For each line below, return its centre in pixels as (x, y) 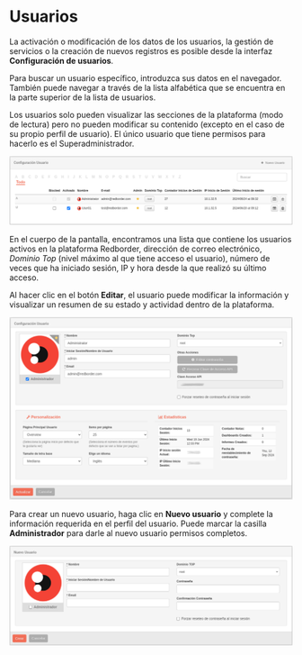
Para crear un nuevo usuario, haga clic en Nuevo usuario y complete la (142, 514)
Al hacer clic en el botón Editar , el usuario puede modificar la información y (149, 295)
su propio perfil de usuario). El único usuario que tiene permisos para (138, 133)
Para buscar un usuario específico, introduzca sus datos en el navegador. (146, 77)
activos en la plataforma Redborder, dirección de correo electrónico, (136, 249)
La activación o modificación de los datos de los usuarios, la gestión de (142, 41)
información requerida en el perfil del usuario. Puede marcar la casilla (138, 523)
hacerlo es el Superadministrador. (72, 143)
